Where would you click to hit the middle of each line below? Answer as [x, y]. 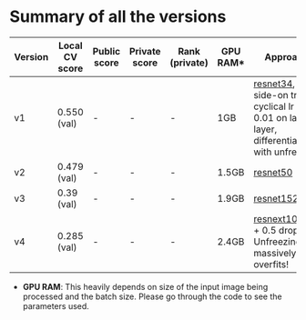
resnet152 [276, 198]
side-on [271, 95]
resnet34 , [275, 84]
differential [277, 140]
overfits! [271, 264]
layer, [265, 129]
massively [275, 253]
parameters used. [56, 305]
